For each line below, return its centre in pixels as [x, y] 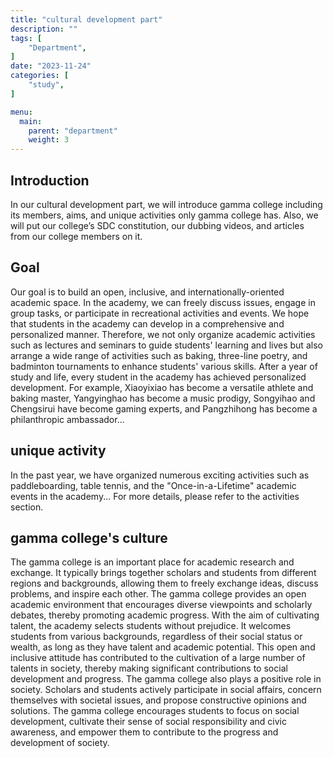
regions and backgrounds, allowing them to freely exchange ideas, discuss [164, 583]
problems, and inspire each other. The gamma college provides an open [158, 594]
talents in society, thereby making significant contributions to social [149, 668]
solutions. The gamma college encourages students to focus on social [155, 711]
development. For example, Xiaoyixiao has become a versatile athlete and [162, 387]
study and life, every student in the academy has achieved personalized [158, 377]
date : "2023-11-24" [51, 66]
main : [31, 121]
